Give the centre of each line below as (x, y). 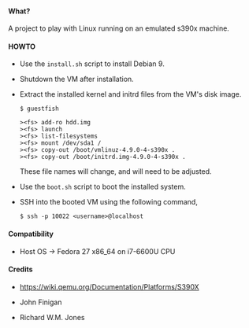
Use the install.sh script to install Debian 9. (92, 64)
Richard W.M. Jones (52, 317)
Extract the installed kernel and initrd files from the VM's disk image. (130, 94)
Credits (20, 269)
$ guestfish (39, 109)
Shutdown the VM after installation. (76, 79)
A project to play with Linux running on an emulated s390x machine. (119, 28)
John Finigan (41, 302)
